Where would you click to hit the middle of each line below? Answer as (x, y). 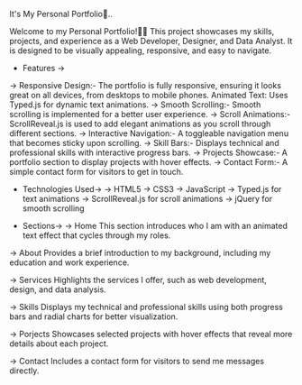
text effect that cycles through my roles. (96, 235)
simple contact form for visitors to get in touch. (96, 172)
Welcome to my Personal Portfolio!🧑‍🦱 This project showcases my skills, (142, 31)
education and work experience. (69, 262)
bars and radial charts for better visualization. (94, 316)
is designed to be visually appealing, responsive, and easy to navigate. (141, 50)
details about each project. (59, 344)
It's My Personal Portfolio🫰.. (61, 14)
